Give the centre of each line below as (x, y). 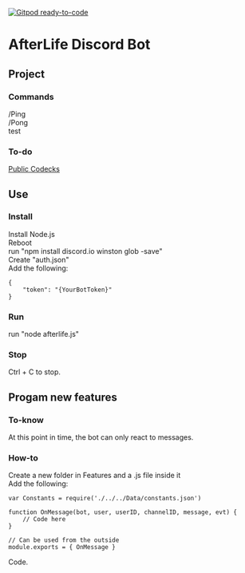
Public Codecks (34, 169)
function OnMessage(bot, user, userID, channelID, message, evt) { (123, 512)
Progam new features (63, 397)
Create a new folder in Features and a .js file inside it (95, 476)
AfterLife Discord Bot (79, 45)
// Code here (44, 520)
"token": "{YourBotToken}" (67, 290)
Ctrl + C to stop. (35, 372)
